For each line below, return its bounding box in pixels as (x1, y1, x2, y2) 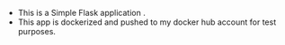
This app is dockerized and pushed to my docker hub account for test (17, 17, 277, 27)
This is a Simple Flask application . (17, 8, 146, 18)
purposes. (17, 26, 57, 36)
